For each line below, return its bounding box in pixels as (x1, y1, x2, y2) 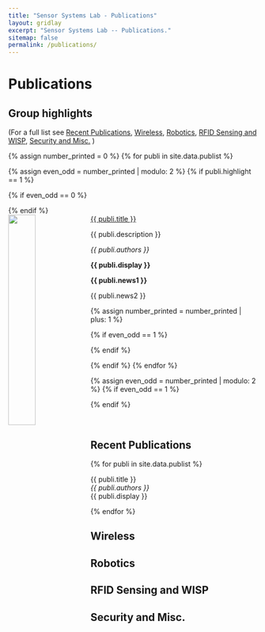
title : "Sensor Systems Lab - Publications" (8, 11, 157, 20)
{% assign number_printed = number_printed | (90, 306, 242, 316)
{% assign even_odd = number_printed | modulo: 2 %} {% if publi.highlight (8, 167, 252, 177)
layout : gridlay (8, 19, 62, 27)
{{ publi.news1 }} (90, 276, 148, 285)
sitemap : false (8, 33, 59, 42)
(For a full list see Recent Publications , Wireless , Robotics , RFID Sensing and (8, 128, 257, 137)
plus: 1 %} (90, 314, 123, 325)
